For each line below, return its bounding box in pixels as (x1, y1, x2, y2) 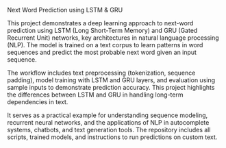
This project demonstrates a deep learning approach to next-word (7, 19, 194, 27)
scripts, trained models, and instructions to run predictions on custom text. (7, 133, 218, 141)
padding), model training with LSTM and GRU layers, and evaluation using (7, 76, 216, 84)
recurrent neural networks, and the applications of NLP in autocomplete (7, 119, 210, 126)
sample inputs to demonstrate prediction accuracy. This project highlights (7, 84, 215, 91)
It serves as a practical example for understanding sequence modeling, (7, 111, 208, 119)
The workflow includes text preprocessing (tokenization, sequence (7, 69, 196, 77)
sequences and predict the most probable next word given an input (7, 48, 197, 56)
